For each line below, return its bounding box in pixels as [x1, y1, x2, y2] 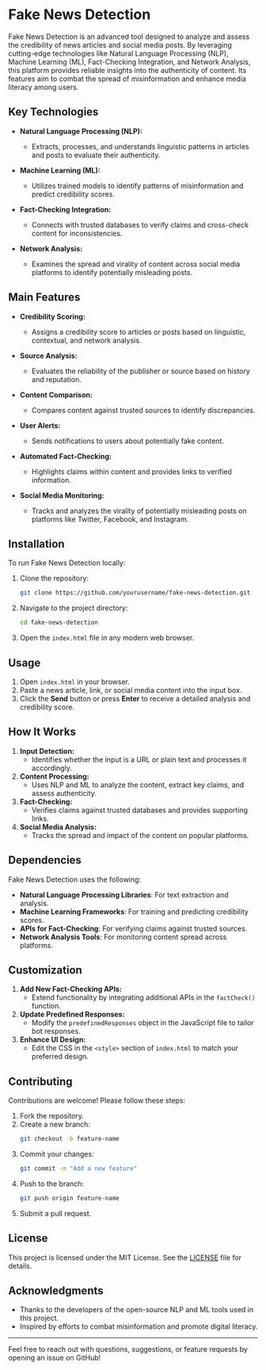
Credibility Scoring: [19, 312, 85, 321]
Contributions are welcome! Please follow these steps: [8, 1096, 186, 1105]
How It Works [8, 725, 77, 739]
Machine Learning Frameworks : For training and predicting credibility [19, 906, 249, 917]
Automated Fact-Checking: [19, 451, 112, 461]
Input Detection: [19, 746, 75, 756]
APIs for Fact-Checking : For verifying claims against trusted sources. [19, 924, 248, 933]
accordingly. [31, 763, 73, 772]
